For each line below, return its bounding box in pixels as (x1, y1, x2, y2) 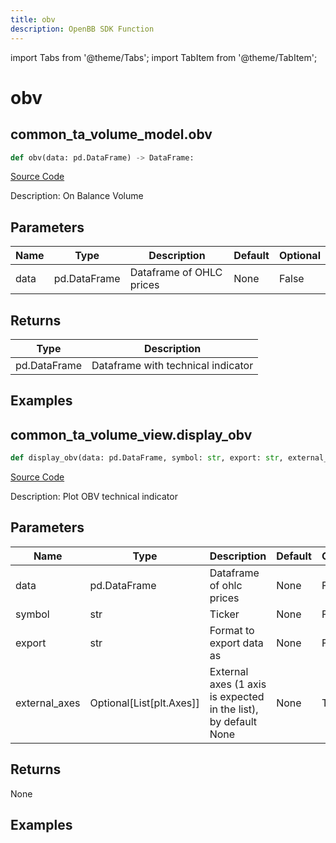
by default (209, 714, 258, 728)
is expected (209, 689, 265, 703)
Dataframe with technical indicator (91, 359, 254, 372)
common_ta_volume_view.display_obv (10, 426, 253, 443)
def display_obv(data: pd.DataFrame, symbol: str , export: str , (10, 453, 284, 463)
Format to (209, 623, 255, 637)
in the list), (209, 702, 259, 716)
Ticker (209, 607, 240, 621)
